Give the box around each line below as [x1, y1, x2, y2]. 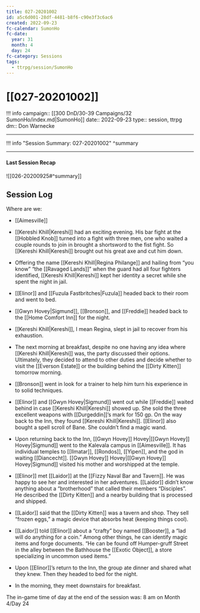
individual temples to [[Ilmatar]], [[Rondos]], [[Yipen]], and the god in [14, 448, 184, 455]
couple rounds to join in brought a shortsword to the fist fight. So [14, 241, 174, 249]
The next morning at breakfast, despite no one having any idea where [14, 344, 186, 351]
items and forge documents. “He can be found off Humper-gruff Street [14, 540, 189, 547]
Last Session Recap [6, 159, 56, 166]
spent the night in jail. [14, 278, 68, 286]
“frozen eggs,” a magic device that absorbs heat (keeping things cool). [14, 516, 189, 523]
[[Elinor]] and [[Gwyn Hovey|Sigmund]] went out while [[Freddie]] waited [14, 399, 194, 406]
